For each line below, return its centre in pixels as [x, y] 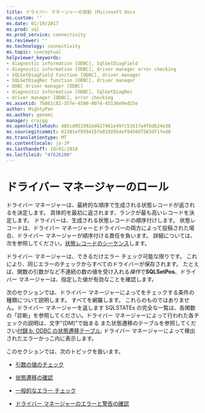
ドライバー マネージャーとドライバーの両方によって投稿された [111, 228]
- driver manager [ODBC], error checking [60, 98]
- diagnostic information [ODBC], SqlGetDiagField [72, 63]
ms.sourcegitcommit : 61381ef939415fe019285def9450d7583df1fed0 [89, 132]
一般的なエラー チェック [46, 391]
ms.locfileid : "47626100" [39, 155]
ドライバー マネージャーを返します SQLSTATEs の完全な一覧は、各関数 [106, 308]
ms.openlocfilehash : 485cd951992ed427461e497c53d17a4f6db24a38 [89, 126]
